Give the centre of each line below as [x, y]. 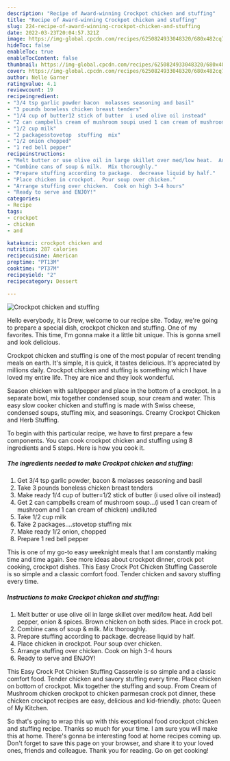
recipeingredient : [33, 97]
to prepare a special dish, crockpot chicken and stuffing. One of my [102, 328]
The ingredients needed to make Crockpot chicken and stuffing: [100, 464]
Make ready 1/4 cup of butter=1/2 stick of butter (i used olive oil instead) [119, 495]
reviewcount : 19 [30, 90]
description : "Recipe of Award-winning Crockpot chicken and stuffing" [111, 13]
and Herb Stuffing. [33, 420]
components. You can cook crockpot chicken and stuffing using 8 [100, 440]
